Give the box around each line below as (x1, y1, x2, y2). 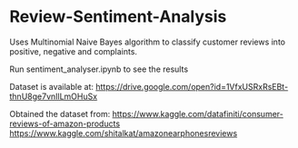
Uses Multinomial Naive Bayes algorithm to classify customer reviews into (9, 36, 286, 47)
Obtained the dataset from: (9, 108, 111, 119)
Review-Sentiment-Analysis (9, 6, 227, 27)
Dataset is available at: (9, 81, 94, 92)
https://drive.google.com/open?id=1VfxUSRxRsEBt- (94, 81, 289, 92)
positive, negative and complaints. (9, 45, 138, 56)
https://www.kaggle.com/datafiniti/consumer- (112, 108, 283, 119)
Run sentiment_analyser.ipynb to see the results (9, 64, 189, 74)
